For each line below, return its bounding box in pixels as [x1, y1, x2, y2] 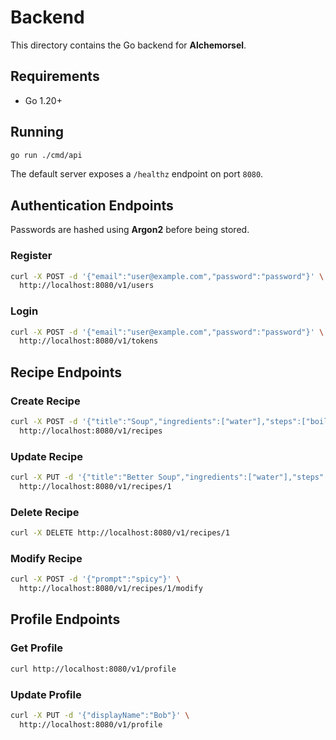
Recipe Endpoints [10, 364, 123, 381]
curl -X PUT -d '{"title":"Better [10, 472, 155, 483]
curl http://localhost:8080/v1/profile [10, 664, 177, 674]
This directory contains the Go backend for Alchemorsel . [10, 39, 247, 51]
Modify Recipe [10, 551, 83, 565]
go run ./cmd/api [10, 150, 83, 160]
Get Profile [10, 641, 64, 655]
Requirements [10, 68, 100, 85]
